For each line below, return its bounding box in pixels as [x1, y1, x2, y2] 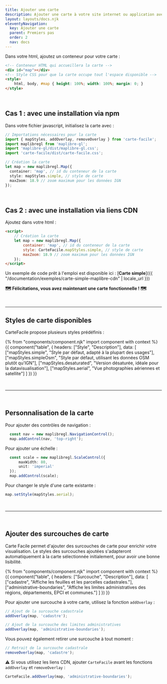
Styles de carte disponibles [5, 316, 92, 325]
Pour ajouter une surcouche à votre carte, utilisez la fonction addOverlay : [5, 599, 155, 605]
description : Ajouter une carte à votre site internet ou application [5, 12, 155, 17]
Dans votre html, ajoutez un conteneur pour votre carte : [5, 53, 120, 59]
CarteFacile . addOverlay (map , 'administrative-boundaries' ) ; [5, 674, 133, 679]
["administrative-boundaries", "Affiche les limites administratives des [5, 584, 146, 590]
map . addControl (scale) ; [9, 473, 59, 479]
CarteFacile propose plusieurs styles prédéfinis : [5, 329, 104, 336]
